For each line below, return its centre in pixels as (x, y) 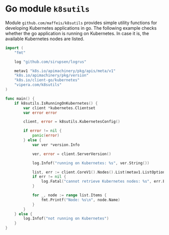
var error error (40, 113)
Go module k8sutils (48, 9)
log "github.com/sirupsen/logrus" (50, 62)
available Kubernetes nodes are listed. (45, 39)
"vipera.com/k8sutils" (38, 85)
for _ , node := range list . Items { (69, 195)
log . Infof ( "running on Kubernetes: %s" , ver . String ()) (91, 163)
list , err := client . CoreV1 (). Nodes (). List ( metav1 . (87, 172)
